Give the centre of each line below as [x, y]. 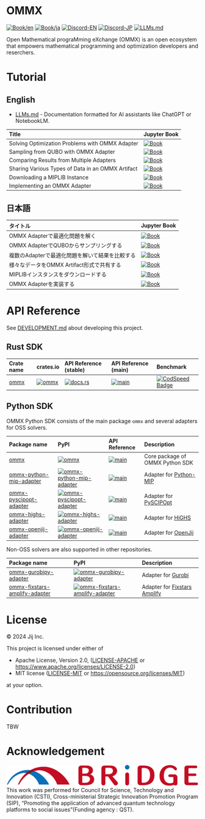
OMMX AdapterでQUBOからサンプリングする [66, 246]
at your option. [25, 685]
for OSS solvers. [27, 427]
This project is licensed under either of [55, 648]
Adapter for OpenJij [169, 532]
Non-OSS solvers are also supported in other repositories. [79, 549]
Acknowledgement [56, 751]
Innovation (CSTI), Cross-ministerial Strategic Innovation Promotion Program [102, 796]
